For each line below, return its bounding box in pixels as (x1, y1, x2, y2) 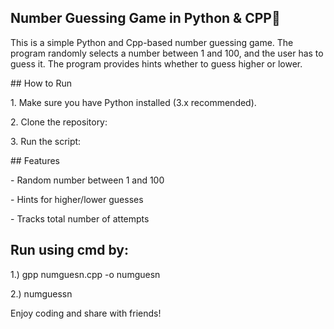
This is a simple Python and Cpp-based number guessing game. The (10, 36, 294, 48)
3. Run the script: (10, 135, 82, 147)
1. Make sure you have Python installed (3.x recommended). (10, 96, 257, 108)
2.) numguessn (10, 287, 73, 300)
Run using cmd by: (10, 242, 129, 259)
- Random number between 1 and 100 (10, 174, 165, 186)
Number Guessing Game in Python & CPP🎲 (10, 10, 281, 27)
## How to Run (10, 77, 72, 89)
